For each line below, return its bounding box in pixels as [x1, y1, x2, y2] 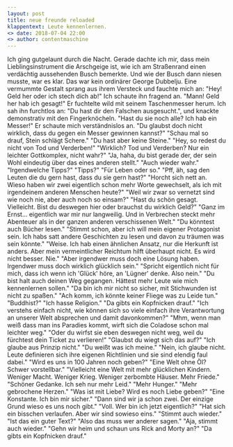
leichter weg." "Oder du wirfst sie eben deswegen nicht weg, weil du [7, 328, 204, 337]
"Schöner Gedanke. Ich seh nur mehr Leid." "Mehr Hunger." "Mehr [7, 380, 198, 389]
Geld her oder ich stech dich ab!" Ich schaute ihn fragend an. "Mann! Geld [7, 92, 220, 101]
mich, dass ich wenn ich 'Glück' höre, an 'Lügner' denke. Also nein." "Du [7, 269, 215, 278]
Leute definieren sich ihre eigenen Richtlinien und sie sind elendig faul [7, 350, 208, 359]
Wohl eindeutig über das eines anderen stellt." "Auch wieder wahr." [7, 159, 200, 167]
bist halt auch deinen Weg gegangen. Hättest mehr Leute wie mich [7, 277, 198, 285]
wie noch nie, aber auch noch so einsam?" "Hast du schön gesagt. [7, 195, 198, 204]
